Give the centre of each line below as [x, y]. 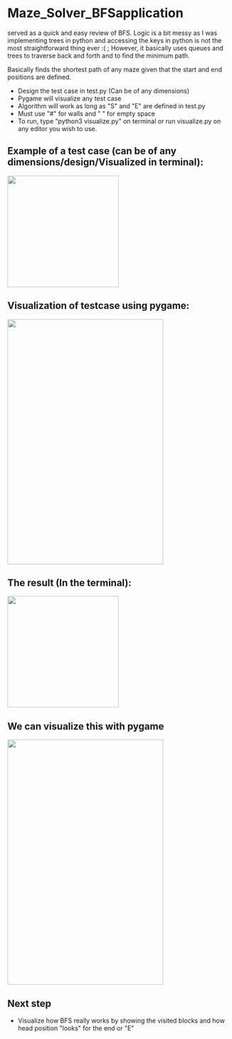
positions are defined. [39, 77]
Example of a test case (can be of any [92, 151]
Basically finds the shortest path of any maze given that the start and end [115, 69]
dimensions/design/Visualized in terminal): [106, 162]
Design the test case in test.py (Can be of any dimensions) [104, 91]
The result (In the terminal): [69, 583]
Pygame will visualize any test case [69, 98]
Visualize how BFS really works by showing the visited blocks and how [121, 1020]
